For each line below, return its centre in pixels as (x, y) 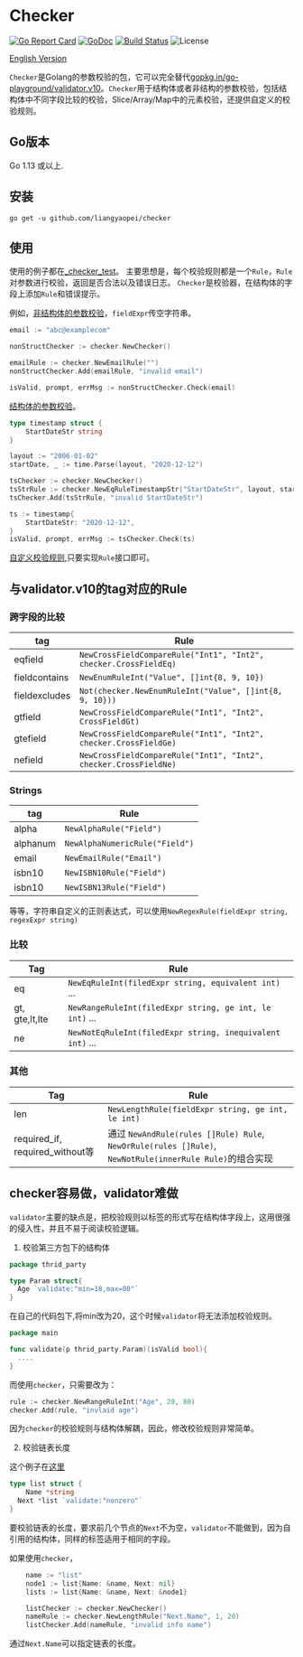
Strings (26, 790)
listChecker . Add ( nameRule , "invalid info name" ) (119, 1625)
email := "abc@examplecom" (60, 331)
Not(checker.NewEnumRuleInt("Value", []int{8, (181, 691)
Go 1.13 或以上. (37, 165)
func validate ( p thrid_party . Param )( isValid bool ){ (108, 1350)
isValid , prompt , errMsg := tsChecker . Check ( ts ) (102, 539)
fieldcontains (41, 677)
